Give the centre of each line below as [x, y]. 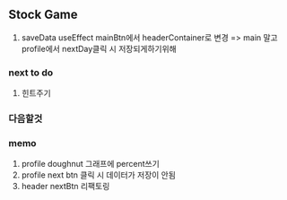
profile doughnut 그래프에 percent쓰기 [91, 164]
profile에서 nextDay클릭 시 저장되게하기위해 [99, 48]
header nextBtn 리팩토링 [65, 187]
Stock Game [43, 15]
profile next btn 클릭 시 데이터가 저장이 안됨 [99, 175]
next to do [31, 73]
